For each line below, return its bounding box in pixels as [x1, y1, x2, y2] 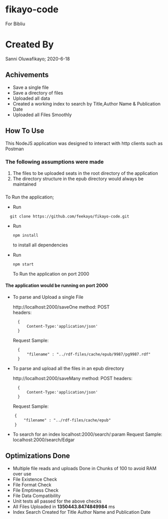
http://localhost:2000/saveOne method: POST [12, 303, 110, 310]
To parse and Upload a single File [12, 294, 83, 300]
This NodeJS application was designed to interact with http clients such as [5, 140, 163, 146]
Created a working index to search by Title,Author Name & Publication [12, 100, 161, 106]
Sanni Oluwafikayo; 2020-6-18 [5, 56, 70, 62]
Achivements [5, 70, 49, 79]
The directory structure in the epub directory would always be [12, 175, 144, 182]
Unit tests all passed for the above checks [12, 498, 101, 504]
